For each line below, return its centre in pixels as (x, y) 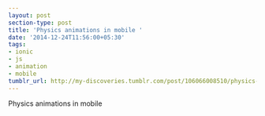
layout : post (30, 15)
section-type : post (40, 23)
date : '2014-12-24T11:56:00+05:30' (67, 37)
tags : (17, 45)
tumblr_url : (28, 81)
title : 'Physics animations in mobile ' (76, 30)
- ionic (21, 52)
